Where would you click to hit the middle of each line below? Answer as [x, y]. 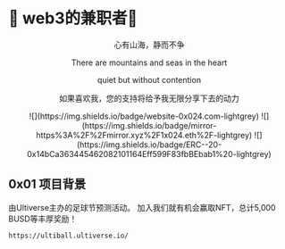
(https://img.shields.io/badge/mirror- [149, 125]
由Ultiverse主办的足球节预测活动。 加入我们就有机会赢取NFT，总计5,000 [142, 207]
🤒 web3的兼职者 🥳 [73, 18]
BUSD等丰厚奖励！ [43, 219]
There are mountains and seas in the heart [149, 62]
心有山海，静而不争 [149, 45]
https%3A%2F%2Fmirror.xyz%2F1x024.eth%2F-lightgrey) [144, 135]
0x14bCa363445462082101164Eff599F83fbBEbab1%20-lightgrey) [149, 154]
